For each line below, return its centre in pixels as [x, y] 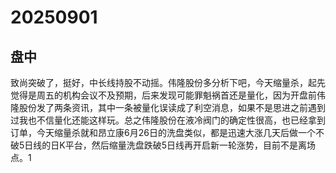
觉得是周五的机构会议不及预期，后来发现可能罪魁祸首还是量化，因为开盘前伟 [168, 95]
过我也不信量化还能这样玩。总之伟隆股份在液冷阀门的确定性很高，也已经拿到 [168, 120]
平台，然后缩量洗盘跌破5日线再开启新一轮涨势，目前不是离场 [190, 145]
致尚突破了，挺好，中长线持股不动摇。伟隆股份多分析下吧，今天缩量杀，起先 [168, 82]
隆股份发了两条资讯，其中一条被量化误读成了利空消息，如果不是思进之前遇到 [168, 107]
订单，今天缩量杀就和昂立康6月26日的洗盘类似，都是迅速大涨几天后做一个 [163, 132]
